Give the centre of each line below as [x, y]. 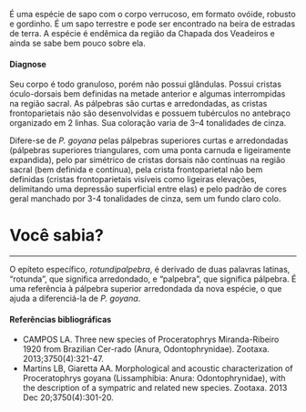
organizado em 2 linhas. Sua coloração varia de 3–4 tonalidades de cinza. [148, 123]
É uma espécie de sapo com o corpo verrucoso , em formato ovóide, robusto [153, 14]
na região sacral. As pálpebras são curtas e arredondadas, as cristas [138, 104]
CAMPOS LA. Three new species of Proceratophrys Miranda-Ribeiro [151, 340]
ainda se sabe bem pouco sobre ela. [77, 43]
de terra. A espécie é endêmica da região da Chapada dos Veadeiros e [142, 33]
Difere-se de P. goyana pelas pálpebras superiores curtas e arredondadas [149, 140]
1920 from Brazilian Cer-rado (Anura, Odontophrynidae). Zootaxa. [146, 349]
